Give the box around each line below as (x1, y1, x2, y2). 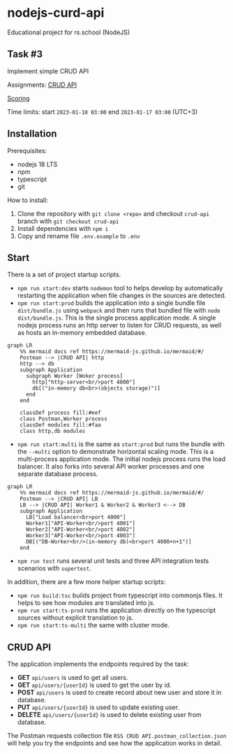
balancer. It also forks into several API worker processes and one (17, 462, 204, 471)
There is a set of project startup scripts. (7, 271, 121, 279)
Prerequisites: (7, 146, 47, 155)
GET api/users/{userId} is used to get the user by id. (17, 681, 172, 690)
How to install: (7, 196, 49, 204)
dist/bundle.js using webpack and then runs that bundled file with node (17, 306, 221, 315)
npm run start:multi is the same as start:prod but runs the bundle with (17, 440, 225, 448)
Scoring (7, 94, 30, 102)
